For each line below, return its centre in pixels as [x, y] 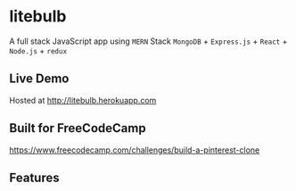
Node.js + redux [38, 50]
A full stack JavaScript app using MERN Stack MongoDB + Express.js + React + [148, 41]
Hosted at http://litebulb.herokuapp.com [83, 100]
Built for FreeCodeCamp [78, 128]
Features [34, 177]
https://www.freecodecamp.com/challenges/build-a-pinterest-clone [135, 150]
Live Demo [39, 79]
